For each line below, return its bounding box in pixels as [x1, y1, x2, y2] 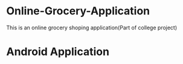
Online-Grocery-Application [6, 4, 150, 18]
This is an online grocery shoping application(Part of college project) [6, 24, 178, 31]
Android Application [6, 45, 110, 59]
